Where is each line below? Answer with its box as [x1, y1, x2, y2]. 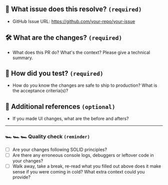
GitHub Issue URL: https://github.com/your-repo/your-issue [12, 18, 135, 24]
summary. [12, 55, 33, 61]
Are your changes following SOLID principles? [12, 146, 107, 152]
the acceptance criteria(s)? [12, 88, 68, 94]
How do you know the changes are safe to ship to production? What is [12, 82, 157, 88]
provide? [12, 174, 31, 180]
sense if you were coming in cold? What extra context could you [12, 168, 145, 174]
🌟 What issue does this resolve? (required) [5, 5, 142, 14]
